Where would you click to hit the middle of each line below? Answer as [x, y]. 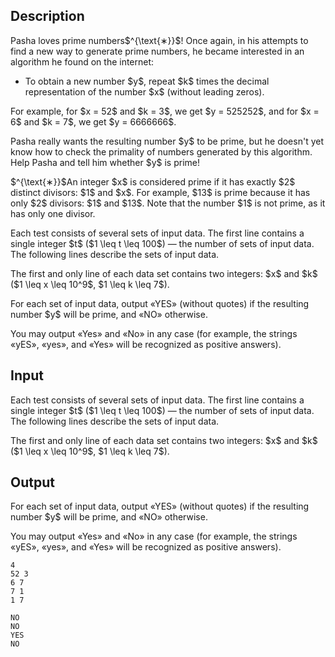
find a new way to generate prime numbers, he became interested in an [157, 51]
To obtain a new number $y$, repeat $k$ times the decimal [147, 81]
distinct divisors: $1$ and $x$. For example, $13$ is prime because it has [160, 192]
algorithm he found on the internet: [82, 61]
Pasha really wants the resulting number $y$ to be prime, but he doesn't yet [167, 141]
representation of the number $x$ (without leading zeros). [144, 91]
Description [47, 16]
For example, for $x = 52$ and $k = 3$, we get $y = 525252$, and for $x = [165, 111]
